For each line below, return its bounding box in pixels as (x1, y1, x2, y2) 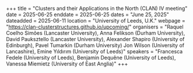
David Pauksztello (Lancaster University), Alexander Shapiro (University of (6, 36, 185, 42)
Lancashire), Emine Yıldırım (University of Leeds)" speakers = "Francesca (6, 48, 183, 54)
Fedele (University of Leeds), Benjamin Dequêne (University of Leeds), (6, 54, 176, 61)
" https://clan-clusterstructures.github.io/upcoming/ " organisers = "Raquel (6, 23, 184, 30)
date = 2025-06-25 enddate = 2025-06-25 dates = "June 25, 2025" (6, 11, 169, 18)
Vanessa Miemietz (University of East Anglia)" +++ (6, 60, 128, 67)
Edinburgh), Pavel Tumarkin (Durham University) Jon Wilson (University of (6, 42, 185, 49)
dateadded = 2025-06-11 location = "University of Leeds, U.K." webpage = (6, 17, 185, 24)
